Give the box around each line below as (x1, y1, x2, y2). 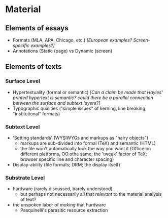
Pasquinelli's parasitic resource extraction (20, 207, 108, 213)
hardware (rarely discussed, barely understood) (12, 186, 113, 192)
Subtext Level (5, 123, 40, 130)
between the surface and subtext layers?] (12, 100, 100, 106)
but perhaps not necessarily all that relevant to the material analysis (20, 191, 162, 197)
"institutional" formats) (12, 110, 60, 117)
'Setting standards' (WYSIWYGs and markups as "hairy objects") (12, 135, 149, 141)
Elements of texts (5, 62, 62, 71)
